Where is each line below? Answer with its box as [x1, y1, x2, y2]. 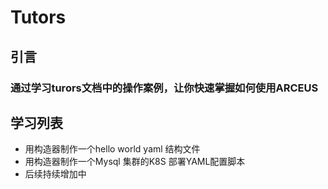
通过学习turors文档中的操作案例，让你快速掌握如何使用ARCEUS [10, 81, 319, 95]
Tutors [10, 6, 67, 29]
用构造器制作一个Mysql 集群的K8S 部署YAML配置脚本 [24, 156, 246, 168]
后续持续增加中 [24, 168, 87, 180]
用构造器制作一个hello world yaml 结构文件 [24, 143, 201, 155]
